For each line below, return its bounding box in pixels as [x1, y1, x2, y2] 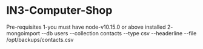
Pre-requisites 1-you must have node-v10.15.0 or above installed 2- [6, 23, 173, 30]
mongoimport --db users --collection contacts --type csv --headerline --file [6, 29, 197, 36]
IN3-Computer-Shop [6, 4, 113, 17]
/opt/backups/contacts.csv [6, 36, 74, 43]
